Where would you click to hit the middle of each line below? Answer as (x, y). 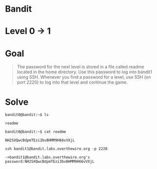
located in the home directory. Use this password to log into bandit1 (84, 72)
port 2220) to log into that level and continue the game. (72, 82)
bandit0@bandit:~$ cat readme (36, 132)
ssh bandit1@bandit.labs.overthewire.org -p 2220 (56, 149)
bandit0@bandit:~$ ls (27, 115)
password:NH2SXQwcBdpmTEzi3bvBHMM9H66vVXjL (50, 162)
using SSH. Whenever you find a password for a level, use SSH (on (84, 77)
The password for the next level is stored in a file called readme (80, 67)
